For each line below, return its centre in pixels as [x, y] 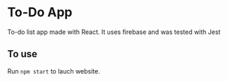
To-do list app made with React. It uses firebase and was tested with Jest [114, 32]
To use [22, 54]
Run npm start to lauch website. [54, 71]
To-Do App [40, 12]
